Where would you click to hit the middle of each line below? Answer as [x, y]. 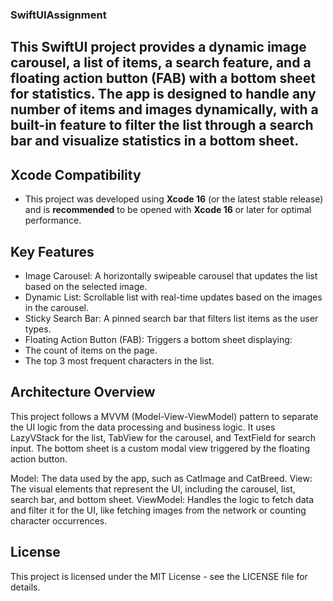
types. [38, 329]
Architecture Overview [83, 392]
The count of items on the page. [91, 350]
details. [25, 587]
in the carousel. [57, 307]
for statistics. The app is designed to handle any [163, 94]
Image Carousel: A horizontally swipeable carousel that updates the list [171, 275]
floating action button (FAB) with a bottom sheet [163, 78]
